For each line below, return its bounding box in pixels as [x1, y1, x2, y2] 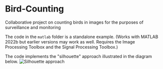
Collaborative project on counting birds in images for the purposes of [5, 19, 144, 25]
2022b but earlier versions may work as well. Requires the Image [5, 39, 135, 44]
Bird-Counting [5, 3, 64, 14]
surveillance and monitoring [5, 24, 61, 30]
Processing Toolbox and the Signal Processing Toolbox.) [5, 44, 118, 50]
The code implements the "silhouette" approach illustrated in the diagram [5, 53, 152, 59]
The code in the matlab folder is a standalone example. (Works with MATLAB [5, 34, 159, 40]
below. [5, 58, 18, 64]
